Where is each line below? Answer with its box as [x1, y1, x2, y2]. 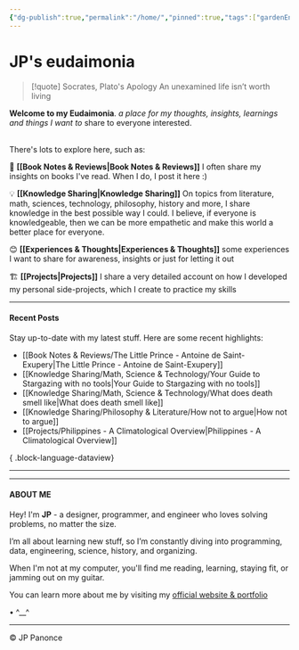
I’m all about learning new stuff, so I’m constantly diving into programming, [9, 536, 283, 547]
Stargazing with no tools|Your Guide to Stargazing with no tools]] [21, 378, 261, 389]
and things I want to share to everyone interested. [9, 117, 192, 128]
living [30, 90, 52, 101]
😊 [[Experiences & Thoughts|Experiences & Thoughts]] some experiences [9, 243, 290, 254]
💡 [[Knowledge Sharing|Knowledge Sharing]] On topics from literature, [9, 188, 274, 199]
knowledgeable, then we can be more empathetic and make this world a [9, 217, 274, 227]
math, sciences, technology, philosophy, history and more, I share [9, 198, 251, 209]
